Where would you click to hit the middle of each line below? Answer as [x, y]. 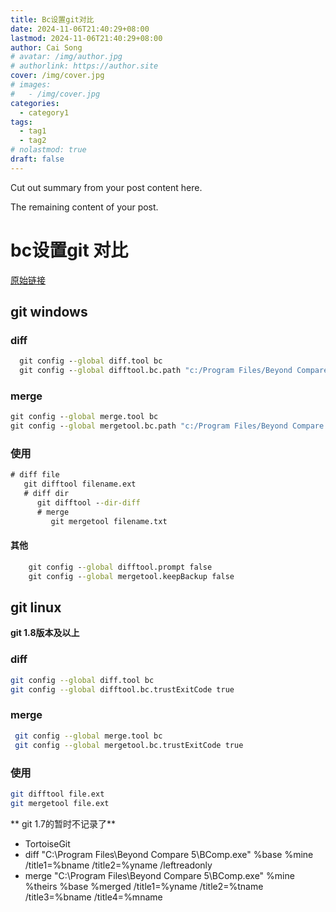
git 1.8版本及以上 [45, 633]
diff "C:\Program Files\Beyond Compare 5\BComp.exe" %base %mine [169, 854]
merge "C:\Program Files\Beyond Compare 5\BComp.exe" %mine [159, 875]
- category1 [44, 112]
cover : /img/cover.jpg [57, 76]
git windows [49, 312]
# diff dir [46, 494]
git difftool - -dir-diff [88, 503]
